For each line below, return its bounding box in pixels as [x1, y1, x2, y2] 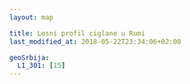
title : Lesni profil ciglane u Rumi [9, 28, 145, 38]
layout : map [9, 12, 54, 22]
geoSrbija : [9, 53, 50, 62]
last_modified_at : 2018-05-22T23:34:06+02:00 [9, 37, 181, 46]
